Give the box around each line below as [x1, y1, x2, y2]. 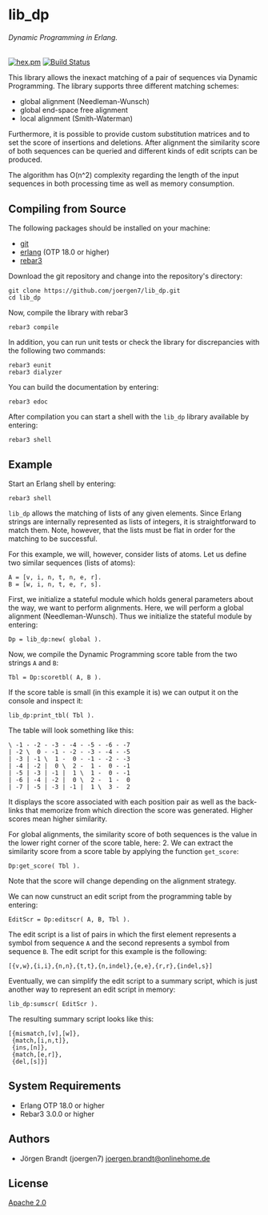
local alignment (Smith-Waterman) [19, 114, 134, 123]
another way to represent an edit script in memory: [8, 984, 176, 994]
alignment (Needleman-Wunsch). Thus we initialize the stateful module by [8, 612, 252, 621]
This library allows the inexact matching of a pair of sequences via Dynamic [8, 73, 258, 82]
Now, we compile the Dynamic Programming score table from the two [8, 650, 238, 660]
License [8, 1177, 49, 1190]
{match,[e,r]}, [11, 1051, 62, 1059]
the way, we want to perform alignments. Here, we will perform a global [8, 603, 244, 613]
